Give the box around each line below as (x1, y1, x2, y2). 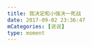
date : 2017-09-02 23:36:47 (7, 17, 86, 23)
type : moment (7, 29, 45, 37)
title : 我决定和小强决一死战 (7, 10, 82, 17)
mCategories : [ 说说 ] (7, 23, 65, 30)
